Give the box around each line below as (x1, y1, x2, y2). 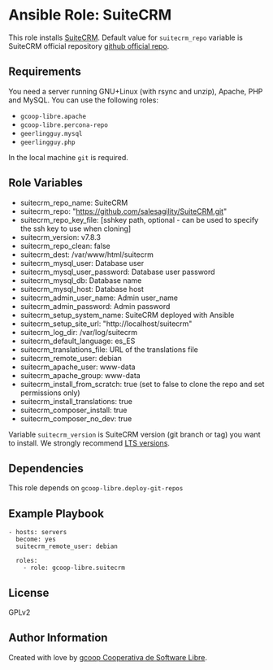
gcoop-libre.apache (19, 112, 87, 120)
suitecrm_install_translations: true (19, 396, 132, 406)
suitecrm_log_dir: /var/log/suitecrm (19, 327, 138, 337)
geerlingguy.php (19, 138, 76, 146)
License (8, 585, 50, 599)
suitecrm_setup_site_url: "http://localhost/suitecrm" (19, 319, 193, 328)
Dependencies (8, 461, 84, 475)
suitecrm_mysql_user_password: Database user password (19, 267, 215, 276)
